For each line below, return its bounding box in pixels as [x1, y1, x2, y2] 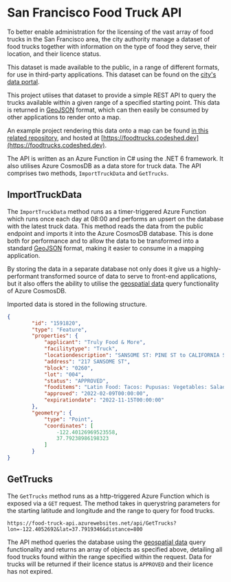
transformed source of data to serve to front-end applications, [40, 272, 217, 280]
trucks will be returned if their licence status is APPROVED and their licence [7, 560, 213, 568]
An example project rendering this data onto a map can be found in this [7, 126, 209, 134]
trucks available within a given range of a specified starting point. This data [7, 98, 220, 106]
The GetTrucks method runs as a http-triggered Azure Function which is [7, 492, 210, 500]
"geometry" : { [32, 409, 72, 417]
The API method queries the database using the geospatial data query [7, 538, 206, 546]
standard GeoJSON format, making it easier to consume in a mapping [7, 243, 204, 252]
